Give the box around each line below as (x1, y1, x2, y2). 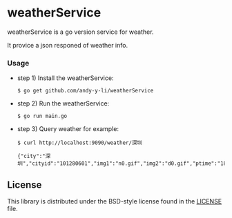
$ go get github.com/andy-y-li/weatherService (17, 88, 154, 95)
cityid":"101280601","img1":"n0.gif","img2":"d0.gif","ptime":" (32, 160, 221, 167)
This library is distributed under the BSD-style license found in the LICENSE (7, 197, 222, 206)
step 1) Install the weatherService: (17, 74, 114, 82)
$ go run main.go (17, 112, 68, 120)
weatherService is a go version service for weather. (7, 28, 154, 36)
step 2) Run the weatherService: (17, 99, 110, 108)
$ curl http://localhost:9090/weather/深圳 (17, 139, 143, 146)
